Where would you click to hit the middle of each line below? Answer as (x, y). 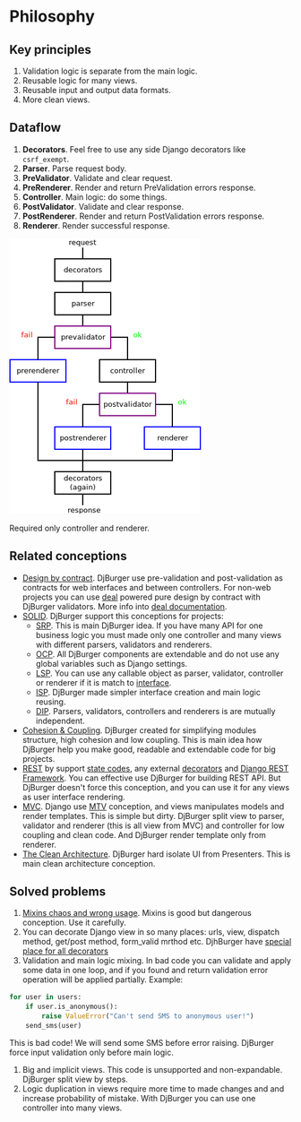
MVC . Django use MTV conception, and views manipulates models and (153, 806)
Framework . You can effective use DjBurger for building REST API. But (151, 778)
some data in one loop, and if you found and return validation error (145, 971)
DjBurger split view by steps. (75, 1079)
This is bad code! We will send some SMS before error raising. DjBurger (142, 1042)
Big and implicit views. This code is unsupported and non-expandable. (152, 1069)
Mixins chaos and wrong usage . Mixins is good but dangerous (137, 913)
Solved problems (57, 892)
